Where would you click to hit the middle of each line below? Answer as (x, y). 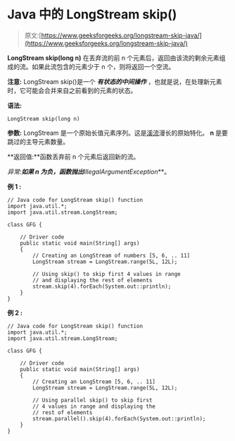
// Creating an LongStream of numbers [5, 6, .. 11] (112, 255)
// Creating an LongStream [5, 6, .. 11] (94, 382)
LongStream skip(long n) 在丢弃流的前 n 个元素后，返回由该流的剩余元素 (113, 58)
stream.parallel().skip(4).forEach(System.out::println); (119, 418)
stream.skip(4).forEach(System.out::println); (102, 286)
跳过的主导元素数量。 (38, 141)
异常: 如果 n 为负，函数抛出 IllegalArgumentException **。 (89, 171)
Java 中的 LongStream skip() (92, 14)
